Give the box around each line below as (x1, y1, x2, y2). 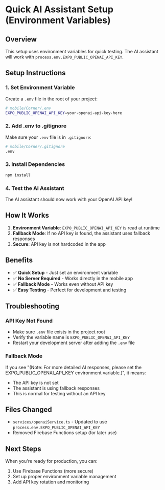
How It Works (5, 211, 50, 220)
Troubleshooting (5, 302, 60, 310)
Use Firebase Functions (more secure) (12, 468, 93, 474)
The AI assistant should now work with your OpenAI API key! (5, 196, 133, 202)
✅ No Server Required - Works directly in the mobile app (12, 275, 133, 281)
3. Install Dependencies (5, 161, 65, 168)
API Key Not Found (5, 317, 53, 324)
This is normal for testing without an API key (12, 390, 106, 396)
